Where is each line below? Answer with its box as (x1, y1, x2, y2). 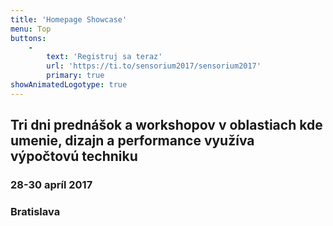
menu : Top (10, 24, 52, 34)
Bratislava (10, 204, 61, 218)
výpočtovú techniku (10, 148, 138, 165)
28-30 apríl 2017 (10, 178, 93, 192)
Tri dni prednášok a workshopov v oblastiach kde (10, 117, 323, 134)
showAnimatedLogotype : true (10, 80, 128, 90)
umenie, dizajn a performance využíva (10, 132, 255, 150)
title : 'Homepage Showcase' (10, 14, 128, 25)
